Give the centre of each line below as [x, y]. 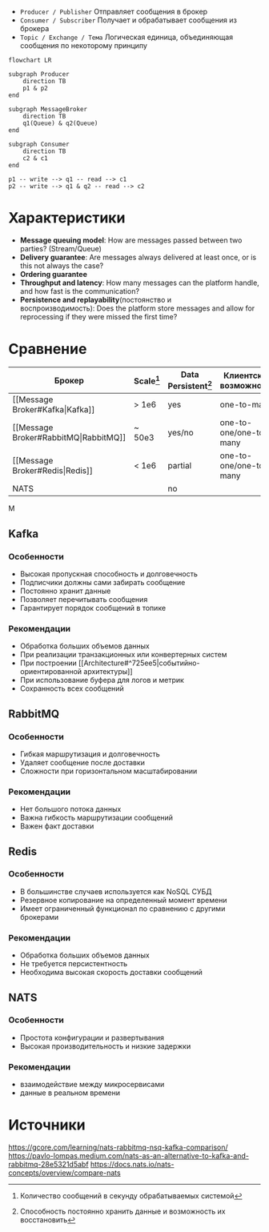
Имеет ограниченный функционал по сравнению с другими [122, 909]
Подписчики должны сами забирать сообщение [102, 582]
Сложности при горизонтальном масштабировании [108, 771]
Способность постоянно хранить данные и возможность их [122, 1211]
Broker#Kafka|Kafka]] [54, 410]
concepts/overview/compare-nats [65, 1173]
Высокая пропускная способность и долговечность [108, 574]
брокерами [39, 917]
